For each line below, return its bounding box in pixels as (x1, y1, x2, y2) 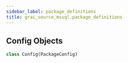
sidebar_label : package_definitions (6, 8, 96, 15)
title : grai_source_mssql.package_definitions (6, 14, 123, 20)
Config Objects (6, 36, 63, 46)
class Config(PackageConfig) (6, 51, 78, 58)
